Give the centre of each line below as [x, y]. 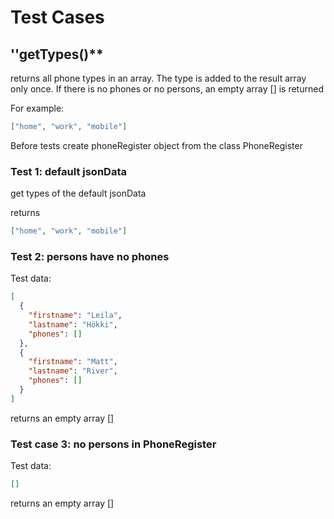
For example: [37, 108]
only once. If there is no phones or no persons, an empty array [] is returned [167, 89]
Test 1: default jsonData [68, 171]
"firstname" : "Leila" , [75, 316]
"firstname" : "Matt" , [73, 362]
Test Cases [57, 17]
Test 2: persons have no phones [90, 256]
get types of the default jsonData [78, 193]
